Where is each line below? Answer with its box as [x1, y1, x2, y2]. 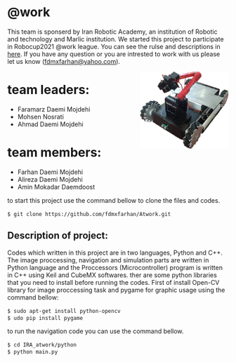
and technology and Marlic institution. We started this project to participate [7, 34, 224, 43]
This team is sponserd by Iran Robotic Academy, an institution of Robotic [7, 27, 218, 36]
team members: [7, 145, 102, 161]
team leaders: [7, 82, 90, 98]
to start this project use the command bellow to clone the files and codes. [7, 196, 221, 204]
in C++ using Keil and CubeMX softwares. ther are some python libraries [7, 271, 218, 279]
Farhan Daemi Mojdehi [17, 168, 83, 176]
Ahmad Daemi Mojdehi [17, 120, 84, 128]
